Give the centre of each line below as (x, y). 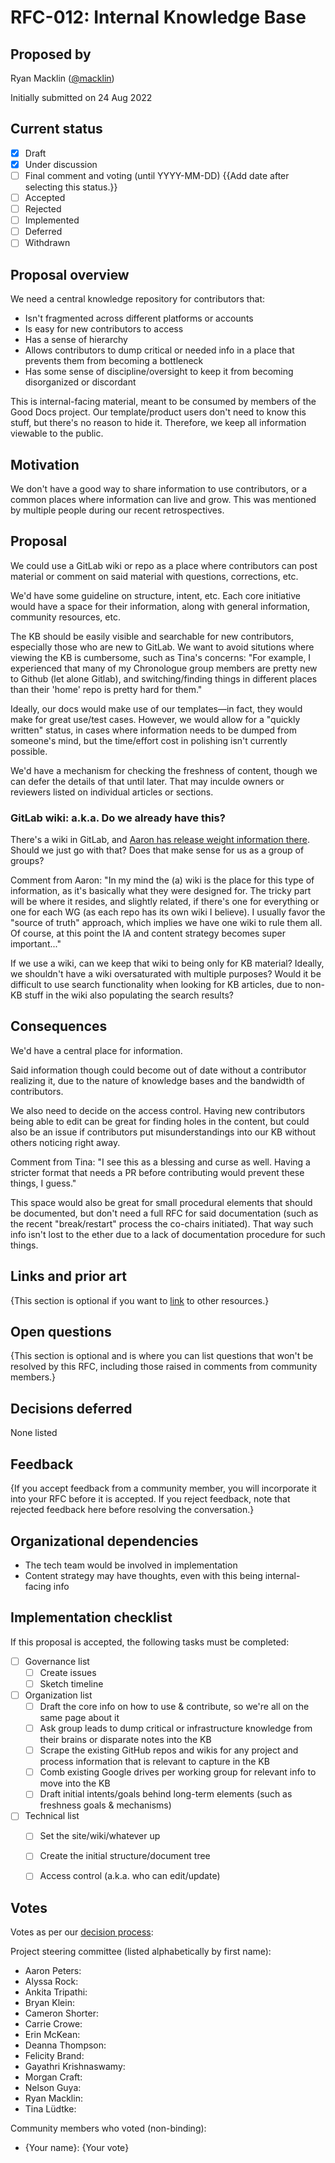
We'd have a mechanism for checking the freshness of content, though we (164, 770)
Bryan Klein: (49, 2003)
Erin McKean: (52, 2035)
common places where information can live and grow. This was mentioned (163, 499)
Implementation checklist (91, 1617)
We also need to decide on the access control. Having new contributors (158, 1110)
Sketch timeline (71, 1683)
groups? (27, 861)
